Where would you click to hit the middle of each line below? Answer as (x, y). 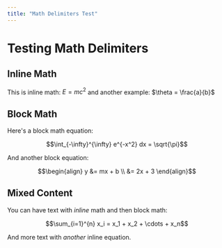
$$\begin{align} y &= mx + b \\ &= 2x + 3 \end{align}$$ (117, 171)
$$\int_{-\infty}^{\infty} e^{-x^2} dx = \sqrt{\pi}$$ (117, 145)
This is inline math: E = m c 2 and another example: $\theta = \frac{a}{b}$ (111, 92)
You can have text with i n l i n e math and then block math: (87, 210)
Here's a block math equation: (50, 131)
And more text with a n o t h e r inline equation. (69, 237)
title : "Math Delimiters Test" (53, 14)
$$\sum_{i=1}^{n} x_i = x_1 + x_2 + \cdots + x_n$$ (117, 224)
